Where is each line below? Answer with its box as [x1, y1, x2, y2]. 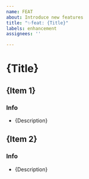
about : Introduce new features [6, 14, 84, 20]
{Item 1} [6, 85, 36, 95]
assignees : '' [6, 31, 42, 37]
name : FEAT [6, 8, 33, 15]
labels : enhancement [6, 25, 58, 32]
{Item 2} [6, 134, 37, 144]
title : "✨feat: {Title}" [6, 20, 69, 26]
